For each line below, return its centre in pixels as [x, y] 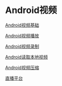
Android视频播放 [22, 35]
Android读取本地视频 [26, 57]
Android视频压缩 [22, 67]
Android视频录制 [22, 46]
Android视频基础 [22, 25]
